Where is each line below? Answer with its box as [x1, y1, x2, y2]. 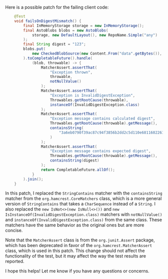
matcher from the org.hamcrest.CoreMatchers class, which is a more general [5, 195, 162, 201]
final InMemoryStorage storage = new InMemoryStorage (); [23, 23, 144, 28]
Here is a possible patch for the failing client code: [5, 4, 109, 10]
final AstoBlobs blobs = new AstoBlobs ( [23, 27, 108, 33]
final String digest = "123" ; [23, 42, 86, 47]
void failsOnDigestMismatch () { [14, 18, 81, 23]
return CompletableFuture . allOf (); [40, 167, 115, 172]
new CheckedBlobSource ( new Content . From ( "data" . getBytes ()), [31, 51, 162, 56]
